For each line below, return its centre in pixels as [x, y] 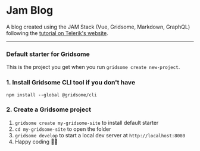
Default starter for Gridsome [48, 54]
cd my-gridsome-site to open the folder [63, 129]
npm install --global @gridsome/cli [51, 95]
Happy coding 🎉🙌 [36, 141]
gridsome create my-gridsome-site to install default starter [87, 122]
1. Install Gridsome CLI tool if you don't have [71, 83]
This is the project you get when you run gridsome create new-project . [93, 67]
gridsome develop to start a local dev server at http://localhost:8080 [100, 135]
